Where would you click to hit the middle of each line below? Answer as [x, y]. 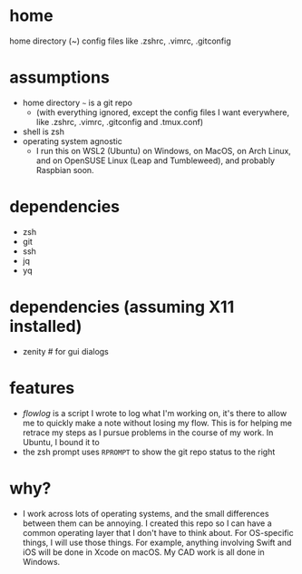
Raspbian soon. [65, 170]
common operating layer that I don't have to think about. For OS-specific [158, 532]
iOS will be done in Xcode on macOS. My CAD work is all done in [143, 552]
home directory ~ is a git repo [78, 102]
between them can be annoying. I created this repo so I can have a [147, 523]
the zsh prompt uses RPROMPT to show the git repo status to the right [149, 452]
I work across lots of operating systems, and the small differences [146, 513]
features [42, 388]
